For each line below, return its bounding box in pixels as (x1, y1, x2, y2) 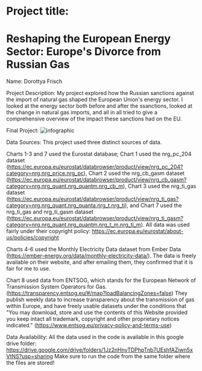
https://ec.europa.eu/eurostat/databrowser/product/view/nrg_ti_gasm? (8, 215, 184, 222)
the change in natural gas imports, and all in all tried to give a (6, 109, 158, 116)
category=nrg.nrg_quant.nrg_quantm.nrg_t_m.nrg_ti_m (6, 221, 141, 228)
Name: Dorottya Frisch (6, 77, 63, 85)
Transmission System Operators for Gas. (6, 283, 107, 291)
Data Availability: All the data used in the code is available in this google (6, 333, 184, 341)
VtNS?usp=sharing (6, 353, 53, 360)
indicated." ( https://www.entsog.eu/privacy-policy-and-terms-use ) (6, 322, 172, 329)
